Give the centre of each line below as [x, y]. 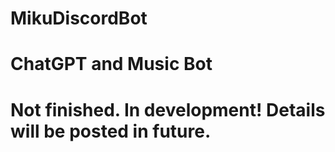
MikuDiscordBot [79, 18]
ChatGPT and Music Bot [111, 64]
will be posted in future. [111, 131]
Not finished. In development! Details [168, 109]
